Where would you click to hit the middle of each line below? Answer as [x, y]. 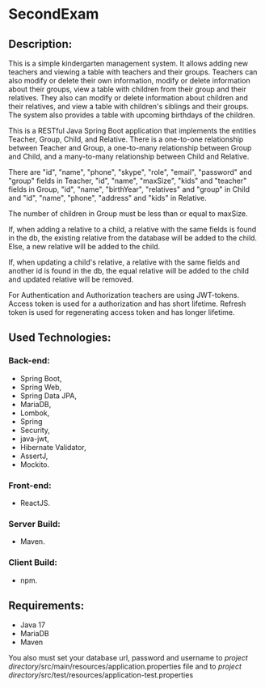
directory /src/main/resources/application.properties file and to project [125, 667]
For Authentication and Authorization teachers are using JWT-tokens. [124, 295]
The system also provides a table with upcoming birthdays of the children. [132, 115]
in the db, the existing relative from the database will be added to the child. [132, 238]
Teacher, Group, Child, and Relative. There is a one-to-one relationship [126, 139]
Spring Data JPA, [48, 395]
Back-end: [29, 361]
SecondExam [54, 14]
